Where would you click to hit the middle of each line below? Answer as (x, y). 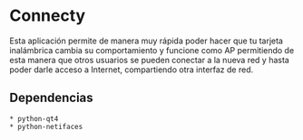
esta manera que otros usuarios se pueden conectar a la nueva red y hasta (150, 60)
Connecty (48, 16)
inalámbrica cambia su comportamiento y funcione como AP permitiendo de (152, 50)
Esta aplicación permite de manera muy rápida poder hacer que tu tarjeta (147, 41)
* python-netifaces (46, 126)
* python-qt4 (34, 118)
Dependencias (51, 98)
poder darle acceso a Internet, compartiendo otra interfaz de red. (132, 70)
